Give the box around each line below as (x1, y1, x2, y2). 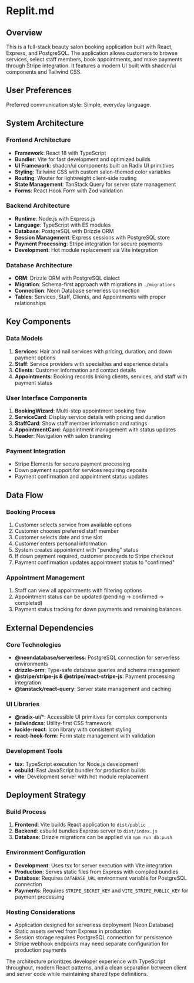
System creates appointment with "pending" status (14, 546, 139, 553)
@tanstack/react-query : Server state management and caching (14, 686, 172, 693)
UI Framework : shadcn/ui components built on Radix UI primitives (14, 162, 175, 169)
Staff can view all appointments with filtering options (14, 587, 142, 594)
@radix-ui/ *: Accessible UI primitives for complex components (14, 713, 168, 720)
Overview (6, 28, 43, 38)
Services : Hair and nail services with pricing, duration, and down (14, 348, 172, 355)
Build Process (6, 807, 46, 815)
